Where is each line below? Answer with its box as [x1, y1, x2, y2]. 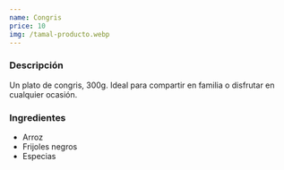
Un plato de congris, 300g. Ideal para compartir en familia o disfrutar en [9, 80, 275, 90]
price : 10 [9, 21, 47, 30]
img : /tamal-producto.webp [9, 30, 110, 38]
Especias [22, 150, 56, 161]
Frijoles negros [22, 140, 78, 152]
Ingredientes [9, 111, 66, 123]
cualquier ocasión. [9, 89, 78, 99]
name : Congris [9, 13, 63, 22]
